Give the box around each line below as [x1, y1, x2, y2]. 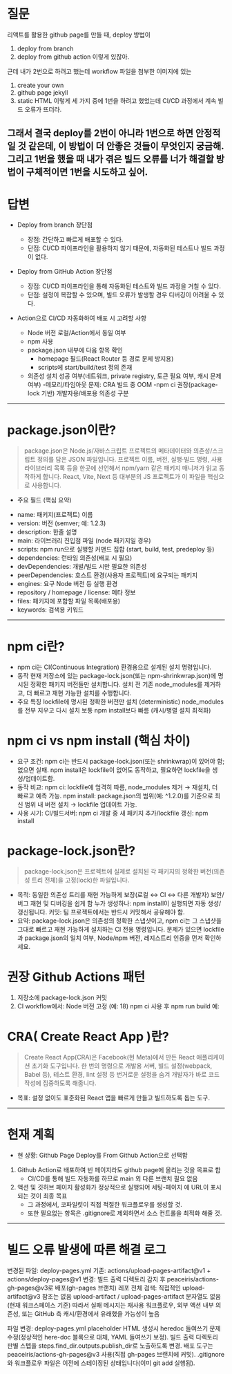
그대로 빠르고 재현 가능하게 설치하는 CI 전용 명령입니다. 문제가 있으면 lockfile [17, 925, 224, 934]
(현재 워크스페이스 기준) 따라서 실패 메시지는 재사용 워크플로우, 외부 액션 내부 [7, 1301, 214, 1309]
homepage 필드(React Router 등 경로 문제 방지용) [37, 355, 174, 363]
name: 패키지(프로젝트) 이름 [17, 511, 93, 519]
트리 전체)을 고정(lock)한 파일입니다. [31, 876, 130, 885]
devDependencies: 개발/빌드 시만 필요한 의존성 [17, 563, 147, 571]
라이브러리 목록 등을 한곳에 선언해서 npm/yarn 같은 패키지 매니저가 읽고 [23, 464, 217, 472]
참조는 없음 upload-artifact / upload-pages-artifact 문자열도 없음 [41, 1292, 221, 1300]
